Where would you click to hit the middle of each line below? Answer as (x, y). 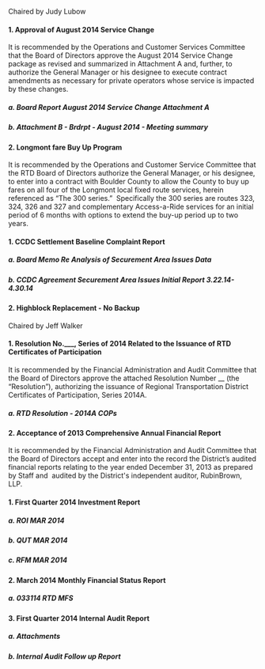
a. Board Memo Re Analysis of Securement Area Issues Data (110, 259)
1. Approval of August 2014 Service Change (81, 29)
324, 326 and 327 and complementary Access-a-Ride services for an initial (131, 207)
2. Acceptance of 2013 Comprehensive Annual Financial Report (115, 433)
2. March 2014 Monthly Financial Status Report (87, 580)
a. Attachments (34, 637)
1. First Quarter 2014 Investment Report (74, 502)
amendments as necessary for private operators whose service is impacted (131, 81)
